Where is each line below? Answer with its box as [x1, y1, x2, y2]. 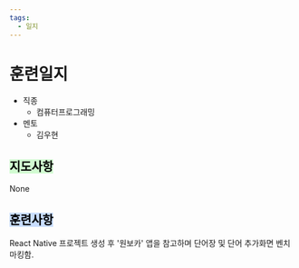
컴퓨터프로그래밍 [35, 106, 95, 118]
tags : [9, 13, 30, 23]
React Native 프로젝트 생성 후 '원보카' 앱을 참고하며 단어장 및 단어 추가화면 [9, 238, 275, 249]
